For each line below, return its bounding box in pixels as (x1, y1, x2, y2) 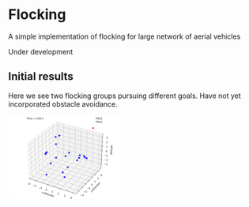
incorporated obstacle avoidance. (8, 99, 119, 108)
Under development (8, 47, 74, 56)
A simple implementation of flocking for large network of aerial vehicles (8, 32, 241, 41)
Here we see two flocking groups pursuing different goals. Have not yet (8, 91, 241, 100)
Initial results (8, 70, 74, 84)
